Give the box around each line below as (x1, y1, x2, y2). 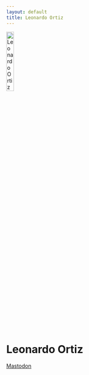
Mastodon (6, 362, 31, 370)
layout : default (6, 9, 47, 15)
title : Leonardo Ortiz (6, 15, 64, 21)
